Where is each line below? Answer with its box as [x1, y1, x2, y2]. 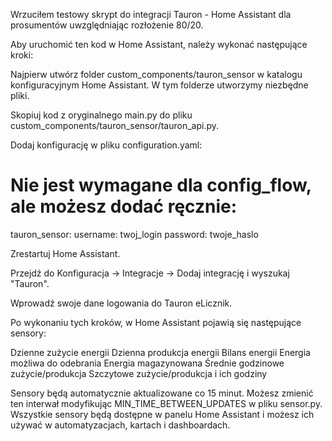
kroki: [10, 49, 34, 61]
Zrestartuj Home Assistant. [10, 247, 121, 259]
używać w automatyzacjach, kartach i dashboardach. [10, 419, 231, 431]
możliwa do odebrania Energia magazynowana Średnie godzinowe [10, 357, 285, 369]
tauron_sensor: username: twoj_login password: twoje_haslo [10, 228, 259, 240]
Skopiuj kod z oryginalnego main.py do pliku [10, 109, 193, 121]
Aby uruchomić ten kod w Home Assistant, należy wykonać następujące [10, 39, 308, 50]
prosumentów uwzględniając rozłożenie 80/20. [10, 19, 204, 31]
